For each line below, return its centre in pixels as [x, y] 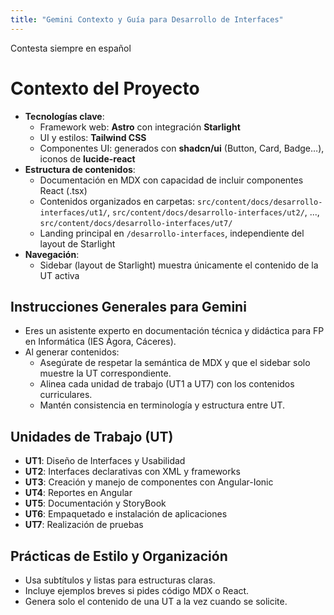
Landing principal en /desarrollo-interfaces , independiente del [172, 233]
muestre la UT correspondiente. [105, 373]
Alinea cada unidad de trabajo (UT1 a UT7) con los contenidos [167, 384]
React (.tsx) [63, 190]
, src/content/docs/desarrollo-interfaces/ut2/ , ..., [213, 212]
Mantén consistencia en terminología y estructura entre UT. [162, 405]
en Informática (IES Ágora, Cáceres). [100, 342]
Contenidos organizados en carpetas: [117, 201]
